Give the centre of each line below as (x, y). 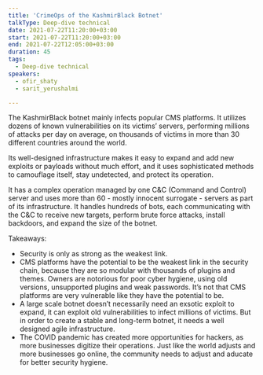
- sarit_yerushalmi (47, 88)
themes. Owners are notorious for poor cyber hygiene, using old (123, 279)
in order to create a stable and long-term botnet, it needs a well (122, 321)
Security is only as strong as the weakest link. (93, 254)
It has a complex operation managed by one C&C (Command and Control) (128, 190)
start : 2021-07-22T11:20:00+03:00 (65, 37)
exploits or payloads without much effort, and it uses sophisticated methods (131, 167)
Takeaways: (27, 239)
